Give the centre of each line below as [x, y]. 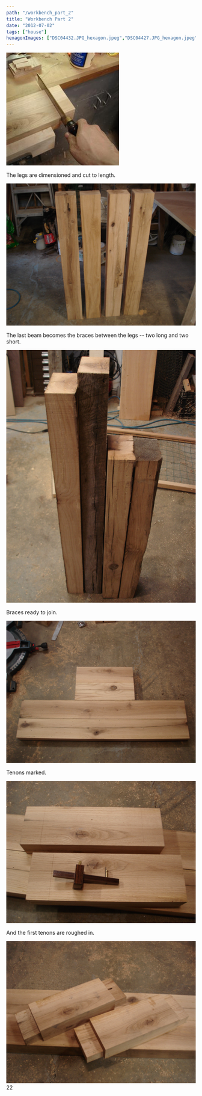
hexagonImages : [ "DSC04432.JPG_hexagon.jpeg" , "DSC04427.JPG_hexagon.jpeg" [102, 38]
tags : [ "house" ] [26, 32]
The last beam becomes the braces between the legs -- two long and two [97, 335]
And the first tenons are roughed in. [50, 933]
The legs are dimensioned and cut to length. [61, 175]
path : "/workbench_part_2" [40, 13]
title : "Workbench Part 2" [40, 19]
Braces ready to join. [32, 612]
